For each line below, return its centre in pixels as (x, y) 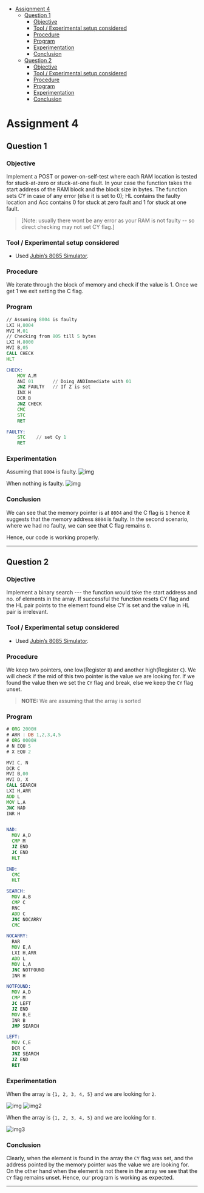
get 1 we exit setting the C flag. (45, 291)
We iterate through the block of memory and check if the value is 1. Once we (102, 285)
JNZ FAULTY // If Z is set (54, 387)
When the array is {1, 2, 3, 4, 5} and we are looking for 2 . (81, 1094)
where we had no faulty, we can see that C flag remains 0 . (79, 525)
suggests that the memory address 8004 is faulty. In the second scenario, (98, 519)
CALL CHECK (20, 354)
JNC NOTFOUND (28, 970)
